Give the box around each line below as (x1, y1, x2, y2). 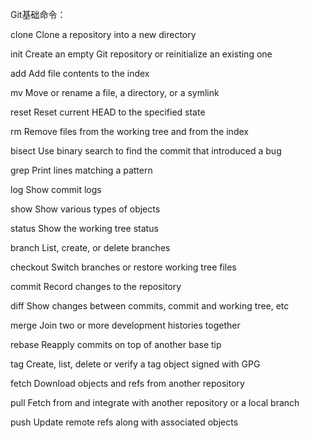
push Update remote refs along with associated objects (10, 416, 239, 428)
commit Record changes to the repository (10, 281, 182, 292)
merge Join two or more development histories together (10, 319, 241, 331)
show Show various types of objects (10, 203, 161, 215)
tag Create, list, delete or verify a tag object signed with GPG (10, 358, 261, 370)
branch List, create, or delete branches (10, 242, 171, 253)
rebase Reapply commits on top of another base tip (10, 339, 222, 350)
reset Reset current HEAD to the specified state (10, 106, 206, 118)
